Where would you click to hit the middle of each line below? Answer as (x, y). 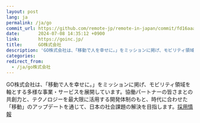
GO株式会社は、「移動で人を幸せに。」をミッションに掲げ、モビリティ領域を (99, 84)
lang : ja (17, 17)
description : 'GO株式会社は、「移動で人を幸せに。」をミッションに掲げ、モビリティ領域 (100, 51)
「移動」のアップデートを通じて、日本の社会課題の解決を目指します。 (92, 107)
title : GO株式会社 (34, 45)
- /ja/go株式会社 (31, 67)
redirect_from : (25, 61)
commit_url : (21, 28)
